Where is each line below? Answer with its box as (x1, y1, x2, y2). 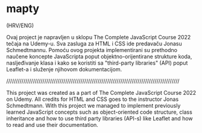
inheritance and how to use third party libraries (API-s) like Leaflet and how (6, 114, 193, 122)
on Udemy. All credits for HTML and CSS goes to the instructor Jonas (6, 96, 179, 103)
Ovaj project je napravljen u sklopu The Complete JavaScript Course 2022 (6, 33, 191, 41)
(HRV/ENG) (6, 22, 34, 29)
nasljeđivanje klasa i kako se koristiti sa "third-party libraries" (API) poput (6, 59, 188, 66)
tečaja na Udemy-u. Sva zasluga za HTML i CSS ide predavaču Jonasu (6, 40, 182, 47)
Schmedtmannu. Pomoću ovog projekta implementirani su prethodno (6, 46, 178, 53)
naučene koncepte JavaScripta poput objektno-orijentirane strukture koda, (6, 53, 192, 60)
